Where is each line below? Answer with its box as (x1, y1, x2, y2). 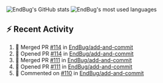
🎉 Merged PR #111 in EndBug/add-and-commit (15, 56, 132, 63)
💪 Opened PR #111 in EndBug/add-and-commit (15, 63, 133, 70)
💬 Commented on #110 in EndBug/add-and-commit (15, 69, 144, 76)
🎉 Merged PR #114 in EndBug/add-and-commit (15, 43, 134, 51)
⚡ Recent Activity (6, 24, 74, 35)
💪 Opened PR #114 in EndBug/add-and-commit (15, 49, 134, 57)
